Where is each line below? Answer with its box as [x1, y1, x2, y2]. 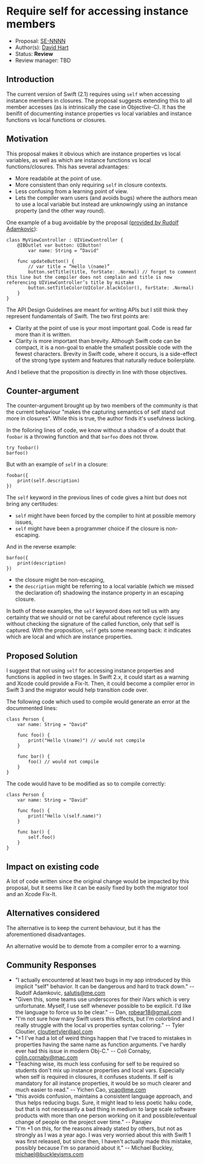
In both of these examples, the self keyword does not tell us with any [6, 608, 180, 615]
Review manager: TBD [15, 56, 71, 64]
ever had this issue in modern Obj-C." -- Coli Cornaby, [15, 1047, 151, 1055]
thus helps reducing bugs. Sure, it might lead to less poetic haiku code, [15, 1098, 193, 1106]
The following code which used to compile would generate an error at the [6, 698, 190, 705]
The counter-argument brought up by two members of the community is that [6, 402, 199, 409]
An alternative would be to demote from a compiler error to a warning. [6, 942, 182, 950]
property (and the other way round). [15, 207, 106, 214]
